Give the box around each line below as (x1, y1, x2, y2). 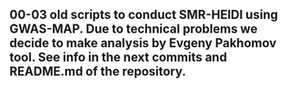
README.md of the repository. (9, 64, 186, 80)
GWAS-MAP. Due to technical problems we (9, 22, 258, 37)
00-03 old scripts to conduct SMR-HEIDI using (9, 7, 279, 23)
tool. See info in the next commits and (9, 50, 227, 65)
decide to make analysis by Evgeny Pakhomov (9, 35, 277, 51)
